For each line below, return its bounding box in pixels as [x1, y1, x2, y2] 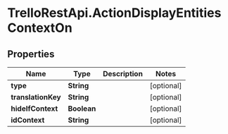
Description [103, 69, 143, 78]
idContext [11, 115, 45, 125]
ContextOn [7, 20, 72, 36]
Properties [7, 48, 55, 60]
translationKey [11, 92, 61, 102]
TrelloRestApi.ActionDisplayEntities [7, 5, 222, 21]
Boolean [68, 104, 96, 114]
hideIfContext [11, 104, 58, 114]
